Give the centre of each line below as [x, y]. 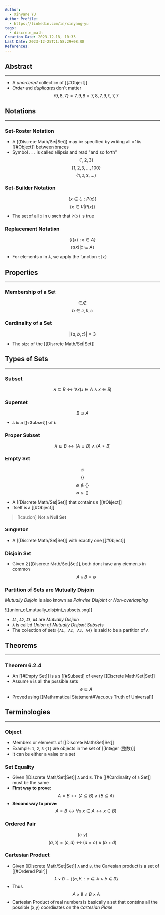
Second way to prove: [35, 803]
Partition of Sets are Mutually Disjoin [50, 590]
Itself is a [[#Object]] [33, 507]
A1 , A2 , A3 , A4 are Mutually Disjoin [45, 620]
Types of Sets [27, 359]
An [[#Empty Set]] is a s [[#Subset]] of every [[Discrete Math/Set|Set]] [83, 676]
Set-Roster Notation [29, 131]
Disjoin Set [18, 553]
